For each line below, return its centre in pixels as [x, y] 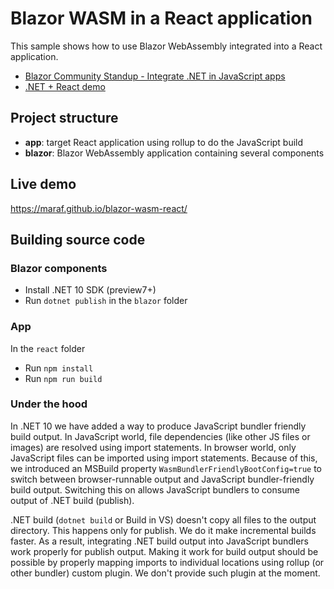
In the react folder [48, 348]
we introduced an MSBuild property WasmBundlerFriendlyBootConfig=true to [166, 468]
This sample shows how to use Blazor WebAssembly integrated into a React [166, 46]
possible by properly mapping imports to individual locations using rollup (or [167, 562]
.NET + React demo [65, 86]
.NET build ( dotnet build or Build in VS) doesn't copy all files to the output [163, 519]
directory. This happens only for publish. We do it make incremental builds [163, 530]
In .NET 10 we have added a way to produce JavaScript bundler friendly [158, 426]
